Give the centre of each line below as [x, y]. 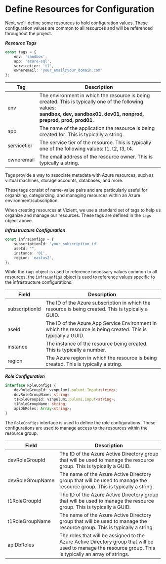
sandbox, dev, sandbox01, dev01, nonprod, [92, 114]
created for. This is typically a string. [82, 135]
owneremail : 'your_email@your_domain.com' [58, 70]
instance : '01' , [31, 253]
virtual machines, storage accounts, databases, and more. [64, 180]
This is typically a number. [76, 350]
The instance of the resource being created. [97, 344]
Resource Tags [21, 43]
